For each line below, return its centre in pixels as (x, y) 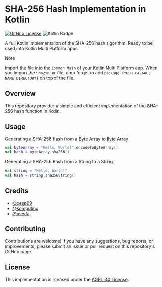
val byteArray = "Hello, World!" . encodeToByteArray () (62, 147)
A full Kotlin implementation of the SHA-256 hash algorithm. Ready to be (79, 43)
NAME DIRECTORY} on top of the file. (40, 78)
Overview (21, 94)
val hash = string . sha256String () (41, 176)
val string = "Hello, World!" (36, 171)
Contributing (25, 229)
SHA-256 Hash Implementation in (76, 9)
